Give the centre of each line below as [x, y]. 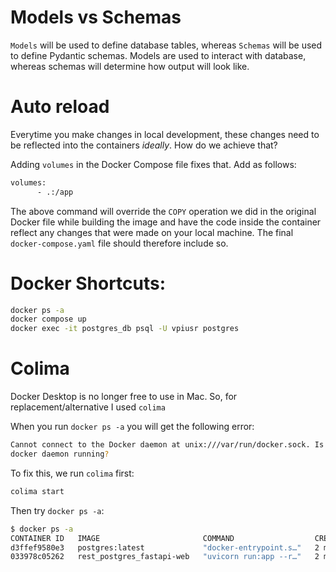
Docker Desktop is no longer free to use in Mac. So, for [124, 397]
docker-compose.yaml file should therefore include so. [119, 243]
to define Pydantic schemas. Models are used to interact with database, [158, 55]
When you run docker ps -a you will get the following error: [132, 427]
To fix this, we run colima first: [72, 473]
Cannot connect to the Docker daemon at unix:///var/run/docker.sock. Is [167, 445]
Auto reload [60, 107]
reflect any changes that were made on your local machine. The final [152, 232]
